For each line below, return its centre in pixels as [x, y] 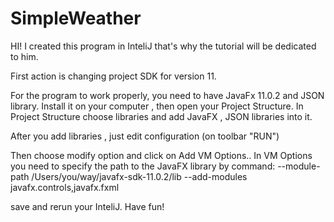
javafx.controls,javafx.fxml [65, 187]
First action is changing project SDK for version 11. [113, 76]
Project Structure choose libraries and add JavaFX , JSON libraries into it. [161, 116]
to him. [24, 56]
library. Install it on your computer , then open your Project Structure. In [157, 106]
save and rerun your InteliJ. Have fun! [87, 206]
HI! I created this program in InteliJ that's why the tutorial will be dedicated [163, 46]
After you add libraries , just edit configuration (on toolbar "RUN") [145, 136]
